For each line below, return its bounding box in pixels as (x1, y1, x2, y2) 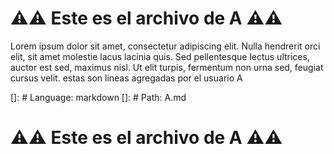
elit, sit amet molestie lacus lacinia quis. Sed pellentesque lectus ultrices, (10, 50, 310, 62)
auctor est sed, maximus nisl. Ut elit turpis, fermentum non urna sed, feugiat (10, 61, 324, 73)
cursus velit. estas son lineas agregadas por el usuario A (10, 72, 243, 84)
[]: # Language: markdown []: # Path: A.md (10, 91, 187, 103)
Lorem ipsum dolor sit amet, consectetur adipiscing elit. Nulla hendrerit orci (10, 40, 321, 52)
